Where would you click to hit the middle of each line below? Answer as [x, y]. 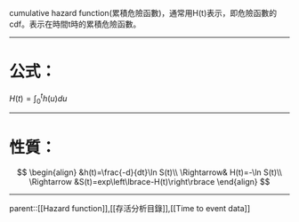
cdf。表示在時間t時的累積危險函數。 [75, 24]
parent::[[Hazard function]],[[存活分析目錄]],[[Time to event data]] [130, 209]
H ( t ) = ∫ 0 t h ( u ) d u [38, 99]
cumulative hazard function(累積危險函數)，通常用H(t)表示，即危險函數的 [143, 13]
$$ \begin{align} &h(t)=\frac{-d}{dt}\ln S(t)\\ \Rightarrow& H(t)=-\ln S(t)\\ [149, 172]
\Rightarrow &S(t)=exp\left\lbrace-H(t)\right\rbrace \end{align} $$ [149, 182]
